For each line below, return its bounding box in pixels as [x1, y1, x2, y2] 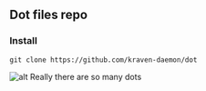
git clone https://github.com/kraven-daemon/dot [9, 55, 198, 65]
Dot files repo [9, 7, 88, 23]
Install [9, 35, 38, 47]
